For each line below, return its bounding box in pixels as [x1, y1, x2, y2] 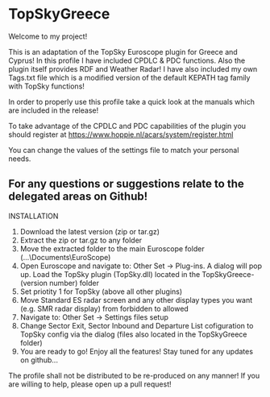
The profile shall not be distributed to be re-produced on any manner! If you [8, 370, 260, 380]
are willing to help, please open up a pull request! [8, 379, 172, 389]
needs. [8, 154, 31, 163]
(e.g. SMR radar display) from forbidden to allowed [19, 304, 189, 313]
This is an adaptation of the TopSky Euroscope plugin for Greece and [8, 47, 238, 56]
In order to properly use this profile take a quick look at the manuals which [8, 97, 255, 106]
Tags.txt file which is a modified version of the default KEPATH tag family [8, 72, 251, 82]
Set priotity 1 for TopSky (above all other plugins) [19, 287, 183, 296]
